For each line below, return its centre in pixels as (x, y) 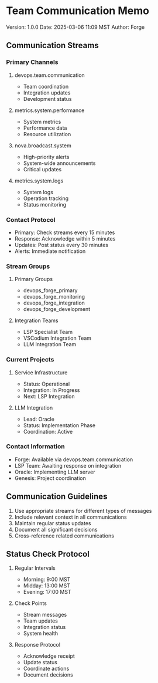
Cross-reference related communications (64, 536)
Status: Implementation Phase (59, 425)
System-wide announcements (59, 163)
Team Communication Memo (78, 11)
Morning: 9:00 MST (47, 580)
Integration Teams (36, 320)
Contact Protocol (31, 219)
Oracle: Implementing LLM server (55, 472)
